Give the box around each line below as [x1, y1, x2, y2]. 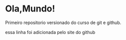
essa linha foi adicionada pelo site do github [5, 29, 96, 35]
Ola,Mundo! [5, 3, 56, 14]
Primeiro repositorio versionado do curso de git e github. [5, 19, 122, 25]
